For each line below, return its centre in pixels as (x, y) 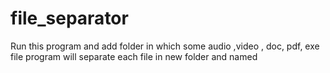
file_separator (69, 18)
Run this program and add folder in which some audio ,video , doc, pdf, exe (165, 46)
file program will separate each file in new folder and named (134, 56)
